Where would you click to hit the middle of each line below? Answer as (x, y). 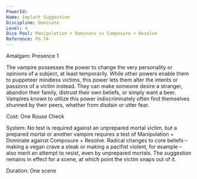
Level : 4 (17, 28)
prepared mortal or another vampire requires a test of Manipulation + (90, 134)
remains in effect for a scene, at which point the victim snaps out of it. (91, 159)
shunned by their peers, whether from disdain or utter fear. (78, 105)
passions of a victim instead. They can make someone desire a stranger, (94, 86)
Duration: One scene (31, 171)
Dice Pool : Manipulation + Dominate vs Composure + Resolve (82, 34)
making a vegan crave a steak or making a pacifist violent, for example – (94, 147)
